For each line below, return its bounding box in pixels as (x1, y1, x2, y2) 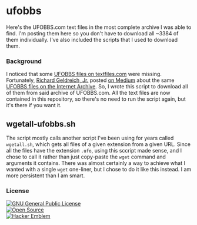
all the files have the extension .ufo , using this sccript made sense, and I (6, 147, 182, 154)
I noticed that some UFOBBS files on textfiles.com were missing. (6, 71, 162, 78)
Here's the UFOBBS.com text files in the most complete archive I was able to (6, 24, 192, 31)
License (6, 187, 29, 195)
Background (6, 57, 42, 65)
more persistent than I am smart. (6, 172, 85, 179)
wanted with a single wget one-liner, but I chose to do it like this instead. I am (6, 166, 192, 173)
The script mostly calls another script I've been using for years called (6, 134, 174, 142)
